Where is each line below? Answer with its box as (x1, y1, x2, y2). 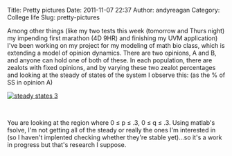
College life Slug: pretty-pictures (7, 13, 100, 21)
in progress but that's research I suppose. (7, 141, 127, 148)
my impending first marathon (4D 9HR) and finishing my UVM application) (7, 34, 218, 42)
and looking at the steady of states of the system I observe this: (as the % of (7, 71, 226, 79)
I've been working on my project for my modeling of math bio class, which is (7, 42, 225, 49)
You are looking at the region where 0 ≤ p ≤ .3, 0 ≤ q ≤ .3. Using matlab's (7, 119, 215, 127)
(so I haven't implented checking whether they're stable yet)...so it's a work (7, 133, 223, 141)
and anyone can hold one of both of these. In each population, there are (7, 56, 213, 64)
